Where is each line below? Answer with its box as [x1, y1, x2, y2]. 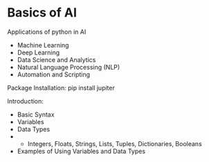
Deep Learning [17, 48, 60, 57]
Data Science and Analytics [17, 55, 96, 63]
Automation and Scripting [17, 70, 91, 79]
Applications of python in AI [7, 28, 87, 36]
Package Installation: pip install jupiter [7, 83, 116, 92]
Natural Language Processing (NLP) [17, 63, 120, 71]
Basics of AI [7, 5, 78, 21]
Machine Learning [17, 41, 69, 49]
